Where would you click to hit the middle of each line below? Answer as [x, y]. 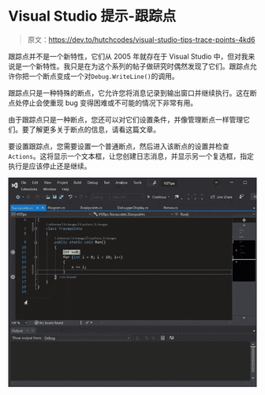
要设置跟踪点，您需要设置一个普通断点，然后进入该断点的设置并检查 [119, 146]
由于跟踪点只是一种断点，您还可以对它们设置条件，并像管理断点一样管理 [125, 119]
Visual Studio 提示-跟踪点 [92, 16]
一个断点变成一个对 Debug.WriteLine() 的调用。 [104, 76]
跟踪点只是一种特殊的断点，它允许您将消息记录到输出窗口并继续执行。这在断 [132, 92]
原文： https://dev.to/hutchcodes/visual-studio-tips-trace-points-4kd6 [141, 39]
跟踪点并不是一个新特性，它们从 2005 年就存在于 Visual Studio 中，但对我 [128, 56]
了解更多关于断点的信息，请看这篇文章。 [94, 129]
